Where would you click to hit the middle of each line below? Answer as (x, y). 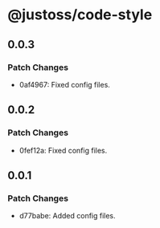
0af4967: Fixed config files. (64, 84)
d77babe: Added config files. (67, 216)
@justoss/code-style (80, 15)
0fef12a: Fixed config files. (63, 150)
